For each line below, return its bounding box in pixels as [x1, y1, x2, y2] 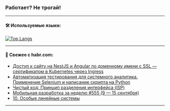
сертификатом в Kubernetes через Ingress [12, 68, 104, 74]
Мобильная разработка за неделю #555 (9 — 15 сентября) [12, 90, 140, 96]
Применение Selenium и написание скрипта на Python [12, 79, 131, 85]
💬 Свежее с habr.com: [5, 52, 54, 58]
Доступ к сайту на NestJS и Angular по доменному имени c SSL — [12, 63, 157, 69]
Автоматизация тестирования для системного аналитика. [12, 74, 138, 80]
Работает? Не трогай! [5, 4, 61, 11]
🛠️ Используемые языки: [5, 22, 61, 28]
